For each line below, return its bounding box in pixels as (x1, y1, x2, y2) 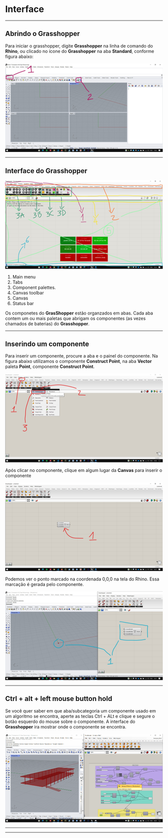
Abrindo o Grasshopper (5, 29, 80, 38)
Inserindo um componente (5, 339, 89, 348)
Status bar (12, 300, 34, 306)
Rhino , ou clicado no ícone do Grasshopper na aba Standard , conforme (5, 48, 154, 54)
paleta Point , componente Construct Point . (5, 363, 95, 369)
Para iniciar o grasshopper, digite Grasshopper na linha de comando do (5, 42, 153, 48)
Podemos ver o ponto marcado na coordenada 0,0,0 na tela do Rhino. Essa (5, 576, 159, 582)
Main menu (12, 273, 36, 279)
